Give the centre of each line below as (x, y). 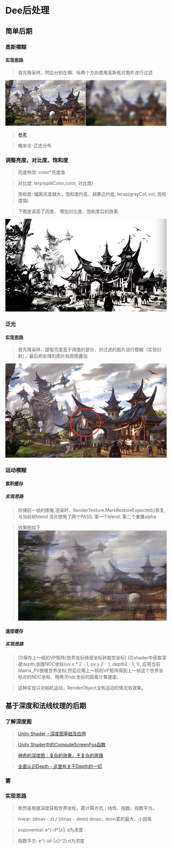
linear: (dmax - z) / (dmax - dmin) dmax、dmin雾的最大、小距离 (85, 819)
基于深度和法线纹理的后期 (46, 706)
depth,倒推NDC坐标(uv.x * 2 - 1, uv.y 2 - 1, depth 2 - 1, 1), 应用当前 (91, 664)
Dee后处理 (27, 11)
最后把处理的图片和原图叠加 (58, 356)
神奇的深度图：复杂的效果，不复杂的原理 (60, 755)
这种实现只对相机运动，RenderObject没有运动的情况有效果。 (82, 688)
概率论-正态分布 (35, 145)
